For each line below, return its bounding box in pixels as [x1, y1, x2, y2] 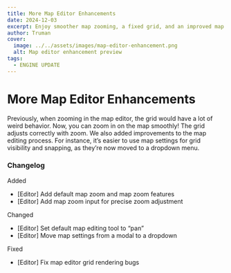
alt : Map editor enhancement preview [13, 49, 122, 56]
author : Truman [7, 29, 51, 37]
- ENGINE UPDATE [13, 62, 60, 68]
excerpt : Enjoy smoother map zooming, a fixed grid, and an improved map [7, 23, 225, 30]
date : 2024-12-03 [7, 17, 57, 23]
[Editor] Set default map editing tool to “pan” [17, 224, 144, 232]
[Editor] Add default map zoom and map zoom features [17, 189, 175, 198]
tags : [7, 55, 23, 62]
